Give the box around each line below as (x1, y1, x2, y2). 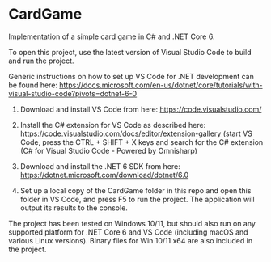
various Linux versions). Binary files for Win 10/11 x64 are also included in (8, 235, 253, 245)
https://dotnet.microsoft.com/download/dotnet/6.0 (19, 170, 188, 180)
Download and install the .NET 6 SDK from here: (19, 161, 180, 171)
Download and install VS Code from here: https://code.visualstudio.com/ (19, 104, 262, 114)
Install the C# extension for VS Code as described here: (19, 120, 206, 129)
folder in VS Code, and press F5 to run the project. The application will (19, 194, 255, 204)
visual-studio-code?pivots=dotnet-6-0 (8, 88, 138, 98)
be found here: (8, 80, 58, 90)
